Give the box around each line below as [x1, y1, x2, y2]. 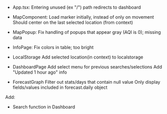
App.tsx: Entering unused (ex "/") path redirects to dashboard [12, 5, 141, 10]
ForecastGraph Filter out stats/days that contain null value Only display [12, 79, 160, 85]
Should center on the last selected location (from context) [12, 20, 133, 25]
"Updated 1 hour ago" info [12, 69, 67, 75]
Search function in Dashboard [12, 104, 75, 110]
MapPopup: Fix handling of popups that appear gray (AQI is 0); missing [12, 29, 161, 35]
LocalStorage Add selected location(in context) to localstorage [12, 54, 143, 60]
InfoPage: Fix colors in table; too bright [12, 44, 94, 50]
